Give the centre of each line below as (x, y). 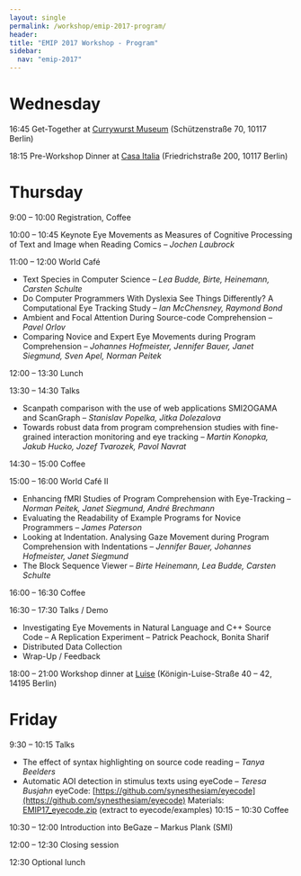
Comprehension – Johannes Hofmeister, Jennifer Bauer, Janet (138, 346)
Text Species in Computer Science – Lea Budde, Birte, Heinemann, (146, 279)
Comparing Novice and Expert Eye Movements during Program (139, 336)
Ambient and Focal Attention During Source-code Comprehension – (147, 317)
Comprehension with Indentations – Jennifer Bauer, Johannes (137, 546)
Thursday (46, 192)
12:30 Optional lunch (48, 862)
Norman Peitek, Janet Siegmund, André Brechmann (119, 508)
